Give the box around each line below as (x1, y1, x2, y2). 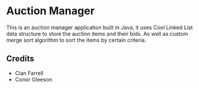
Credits (6, 54, 35, 64)
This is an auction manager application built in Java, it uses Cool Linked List (6, 24, 193, 31)
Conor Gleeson (14, 76, 53, 83)
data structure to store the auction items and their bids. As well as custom (6, 30, 188, 37)
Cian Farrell (14, 70, 44, 77)
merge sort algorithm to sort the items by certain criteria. (6, 36, 147, 43)
